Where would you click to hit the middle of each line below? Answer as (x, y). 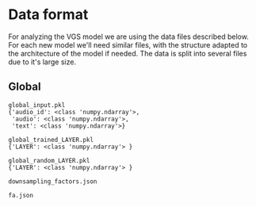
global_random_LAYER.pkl (49, 160)
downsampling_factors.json (53, 181)
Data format (48, 15)
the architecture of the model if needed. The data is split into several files (128, 53)
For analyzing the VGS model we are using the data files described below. (129, 36)
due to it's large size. (42, 62)
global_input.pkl (37, 105)
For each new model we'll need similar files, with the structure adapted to (128, 44)
